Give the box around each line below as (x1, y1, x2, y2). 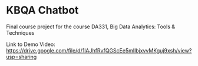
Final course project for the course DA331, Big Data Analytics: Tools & (6, 23, 176, 30)
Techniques (6, 29, 35, 36)
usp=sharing (6, 53, 37, 60)
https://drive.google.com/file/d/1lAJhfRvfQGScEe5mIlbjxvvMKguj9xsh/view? (6, 47, 192, 54)
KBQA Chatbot (6, 4, 79, 17)
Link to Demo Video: (6, 41, 56, 48)
